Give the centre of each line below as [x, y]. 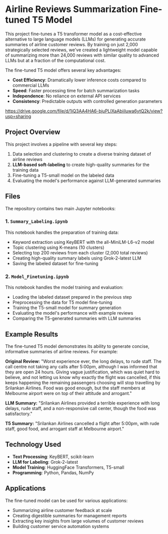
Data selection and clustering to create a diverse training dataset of [82, 154]
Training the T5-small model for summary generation [67, 308]
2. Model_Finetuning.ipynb [37, 276]
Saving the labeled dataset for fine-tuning [55, 263]
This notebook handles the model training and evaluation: [64, 288]
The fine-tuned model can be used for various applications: [66, 500]
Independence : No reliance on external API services [66, 96]
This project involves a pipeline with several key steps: [61, 144]
